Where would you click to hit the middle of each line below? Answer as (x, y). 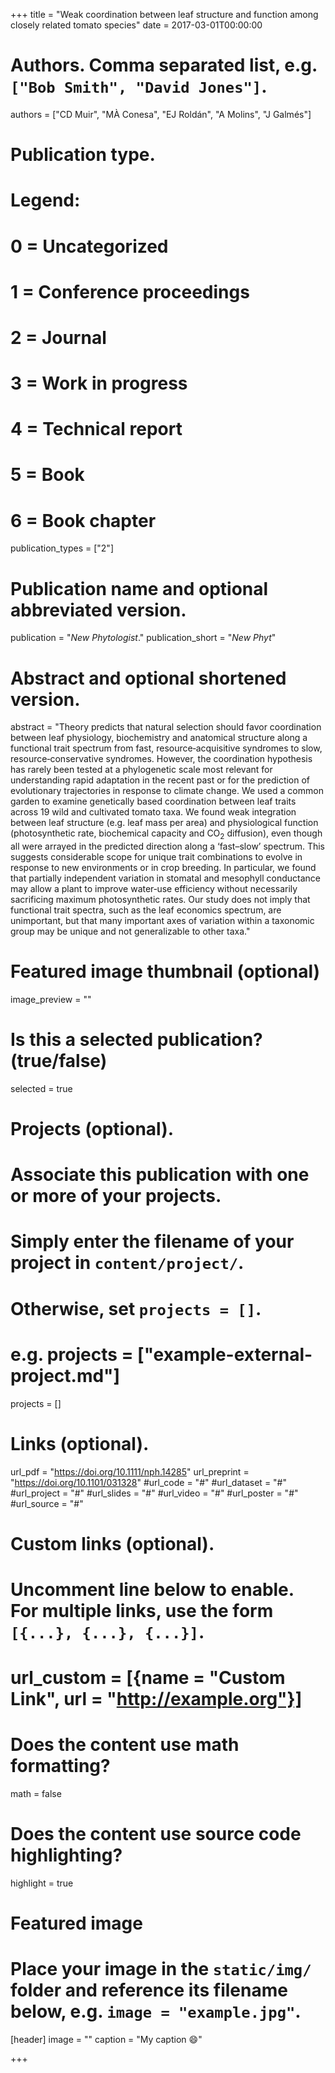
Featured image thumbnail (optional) (165, 971)
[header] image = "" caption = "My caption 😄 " (106, 2040)
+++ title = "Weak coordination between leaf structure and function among (164, 14)
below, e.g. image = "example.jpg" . (156, 2011)
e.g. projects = (72, 1354)
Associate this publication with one (160, 1175)
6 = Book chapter (83, 520)
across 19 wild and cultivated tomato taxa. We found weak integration (153, 812)
